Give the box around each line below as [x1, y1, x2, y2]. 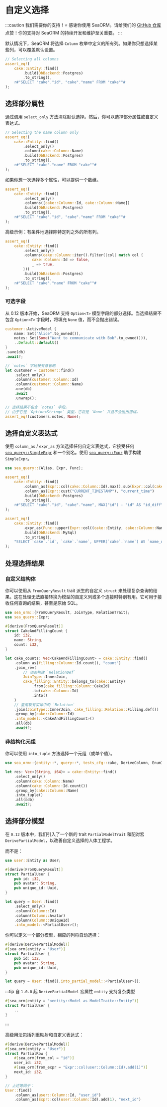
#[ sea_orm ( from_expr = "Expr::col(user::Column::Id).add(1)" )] [14, 1065, 148, 1070]
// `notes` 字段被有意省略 [5, 363, 56, 368]
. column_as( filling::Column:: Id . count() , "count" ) [14, 660, 121, 665]
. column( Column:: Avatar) [14, 913, 66, 918]
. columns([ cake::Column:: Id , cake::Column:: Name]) [23, 201, 130, 206]
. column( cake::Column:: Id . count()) [14, 783, 88, 789]
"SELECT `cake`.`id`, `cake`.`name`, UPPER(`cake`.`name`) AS [14, 540, 146, 545]
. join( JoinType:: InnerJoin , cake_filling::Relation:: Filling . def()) [14, 707, 159, 712]
